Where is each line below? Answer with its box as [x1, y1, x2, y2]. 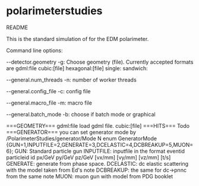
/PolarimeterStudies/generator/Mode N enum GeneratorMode [6, 135, 157, 142]
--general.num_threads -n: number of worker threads [6, 76, 137, 83]
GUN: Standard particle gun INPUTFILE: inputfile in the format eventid [14, 147, 185, 155]
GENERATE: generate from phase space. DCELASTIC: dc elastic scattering [6, 160, 189, 167]
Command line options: [6, 46, 63, 54]
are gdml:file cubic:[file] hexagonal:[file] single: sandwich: [6, 64, 148, 72]
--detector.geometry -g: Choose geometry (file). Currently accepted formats [6, 58, 194, 65]
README [6, 24, 29, 31]
